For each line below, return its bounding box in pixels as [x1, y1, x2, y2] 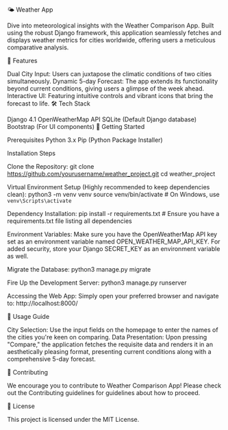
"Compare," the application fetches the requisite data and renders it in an [7, 340, 214, 348]
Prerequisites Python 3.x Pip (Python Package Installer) [7, 136, 163, 144]
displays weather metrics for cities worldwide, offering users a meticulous [7, 36, 216, 44]
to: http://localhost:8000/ [7, 299, 78, 307]
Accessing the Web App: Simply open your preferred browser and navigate [7, 292, 219, 300]
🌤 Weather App [7, 5, 53, 14]
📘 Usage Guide [7, 313, 50, 320]
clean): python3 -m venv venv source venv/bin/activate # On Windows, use [7, 191, 220, 198]
